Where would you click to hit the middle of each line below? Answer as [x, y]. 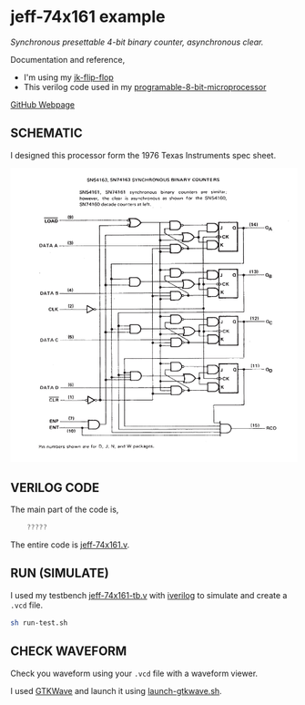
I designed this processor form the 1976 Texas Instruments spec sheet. [143, 155]
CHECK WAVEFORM [69, 652]
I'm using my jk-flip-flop [69, 77]
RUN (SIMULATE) [60, 573]
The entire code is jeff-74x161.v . [70, 545]
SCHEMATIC [46, 133]
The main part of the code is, [65, 510]
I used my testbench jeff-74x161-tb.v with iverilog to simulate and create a [149, 595]
